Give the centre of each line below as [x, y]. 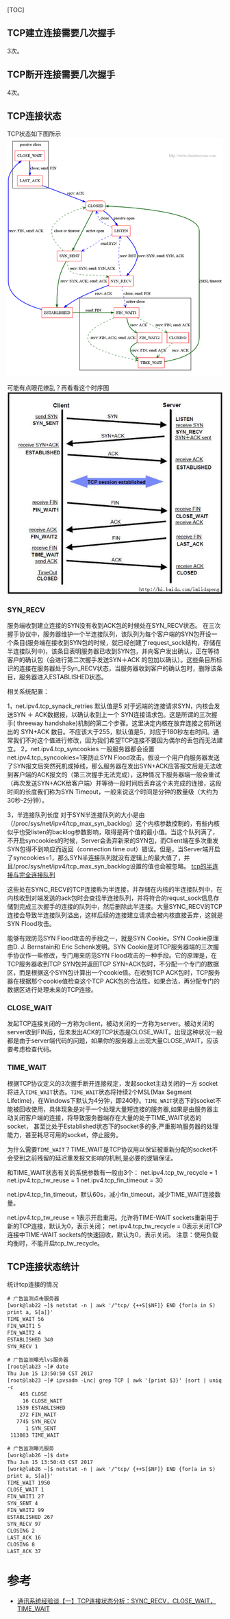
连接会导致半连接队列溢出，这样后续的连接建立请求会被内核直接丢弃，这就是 [115, 915]
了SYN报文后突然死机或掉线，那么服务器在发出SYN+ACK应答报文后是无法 [112, 766]
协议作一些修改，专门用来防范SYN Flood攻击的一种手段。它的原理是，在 [115, 955]
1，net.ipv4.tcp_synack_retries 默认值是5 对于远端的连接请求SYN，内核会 [111, 706]
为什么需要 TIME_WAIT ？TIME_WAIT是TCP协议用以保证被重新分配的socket [110, 1149]
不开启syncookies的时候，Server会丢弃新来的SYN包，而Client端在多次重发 [113, 840]
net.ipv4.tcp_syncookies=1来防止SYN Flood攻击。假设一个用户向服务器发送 [114, 757]
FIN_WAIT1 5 [24, 1326]
